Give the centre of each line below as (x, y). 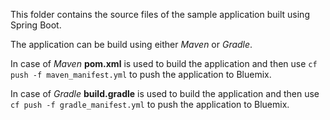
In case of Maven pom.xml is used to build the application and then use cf (164, 63)
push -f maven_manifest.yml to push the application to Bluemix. (141, 74)
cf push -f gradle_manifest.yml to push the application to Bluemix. (150, 104)
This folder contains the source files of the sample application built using (160, 14)
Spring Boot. (36, 25)
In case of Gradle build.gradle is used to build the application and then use (165, 93)
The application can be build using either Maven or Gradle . (131, 44)
